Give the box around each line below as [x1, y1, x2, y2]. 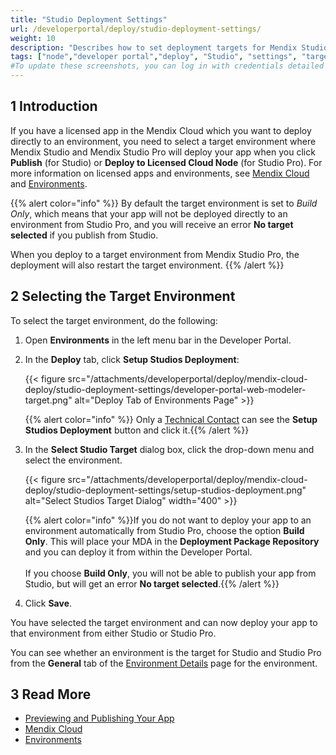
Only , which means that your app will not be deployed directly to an [10, 207, 288, 220]
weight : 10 [10, 33, 56, 43]
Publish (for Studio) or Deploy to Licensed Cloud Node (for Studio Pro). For [10, 156, 323, 168]
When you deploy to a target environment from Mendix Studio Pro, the [10, 248, 300, 260]
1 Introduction [10, 98, 98, 115]
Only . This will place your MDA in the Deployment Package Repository [24, 535, 320, 547]
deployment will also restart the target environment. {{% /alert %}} [10, 259, 285, 271]
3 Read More [10, 686, 92, 703]
